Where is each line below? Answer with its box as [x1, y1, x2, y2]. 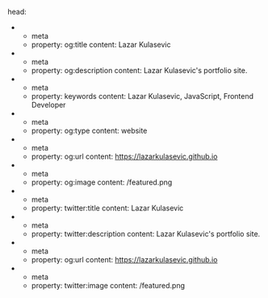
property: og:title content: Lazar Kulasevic [31, 40, 171, 49]
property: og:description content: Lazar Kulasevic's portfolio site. [31, 66, 248, 75]
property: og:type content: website [31, 126, 148, 135]
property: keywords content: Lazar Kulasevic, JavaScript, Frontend [31, 92, 254, 100]
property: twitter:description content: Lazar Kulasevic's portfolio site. [31, 229, 261, 238]
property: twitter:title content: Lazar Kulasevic [31, 203, 184, 213]
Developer [31, 100, 66, 109]
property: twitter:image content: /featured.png [31, 281, 185, 290]
